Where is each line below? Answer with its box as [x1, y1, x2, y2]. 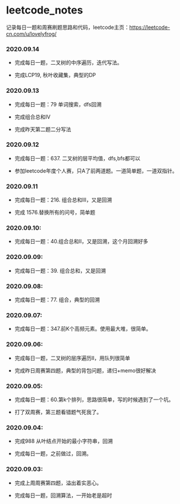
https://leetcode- [129, 23, 171, 31]
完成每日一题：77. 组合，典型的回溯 [14, 296, 101, 303]
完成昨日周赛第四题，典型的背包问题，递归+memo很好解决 [14, 367, 157, 374]
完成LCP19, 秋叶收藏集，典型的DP [14, 72, 96, 79]
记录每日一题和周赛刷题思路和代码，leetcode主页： [6, 23, 130, 31]
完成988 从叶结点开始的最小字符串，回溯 [14, 438, 113, 445]
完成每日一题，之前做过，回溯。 [14, 450, 92, 457]
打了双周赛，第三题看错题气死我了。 [14, 408, 102, 415]
